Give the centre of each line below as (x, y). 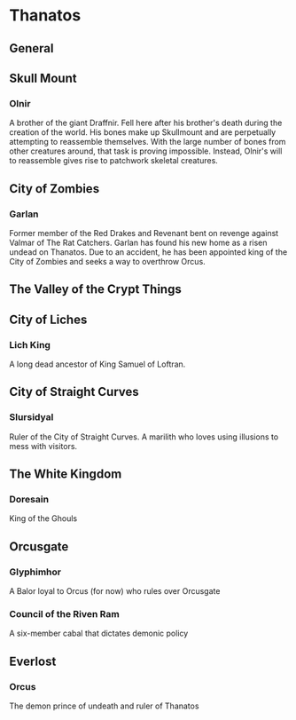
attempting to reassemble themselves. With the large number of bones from (148, 142)
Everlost (33, 661)
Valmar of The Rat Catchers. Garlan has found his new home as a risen (138, 242)
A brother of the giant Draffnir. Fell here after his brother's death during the (146, 123)
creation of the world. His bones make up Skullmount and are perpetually (143, 132)
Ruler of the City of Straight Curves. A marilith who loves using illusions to (144, 437)
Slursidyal (31, 417)
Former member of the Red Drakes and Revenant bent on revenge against (144, 233)
